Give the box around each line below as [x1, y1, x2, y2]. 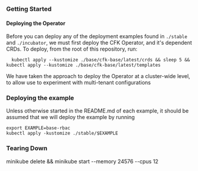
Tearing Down [6, 144, 48, 153]
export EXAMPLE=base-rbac [6, 125, 70, 131]
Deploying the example [6, 94, 74, 102]
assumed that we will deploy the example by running [6, 114, 135, 121]
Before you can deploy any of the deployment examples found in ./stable [6, 33, 187, 40]
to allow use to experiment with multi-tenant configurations [6, 79, 151, 86]
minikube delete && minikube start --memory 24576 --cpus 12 [6, 157, 159, 165]
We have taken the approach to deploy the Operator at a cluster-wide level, [6, 73, 190, 80]
